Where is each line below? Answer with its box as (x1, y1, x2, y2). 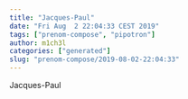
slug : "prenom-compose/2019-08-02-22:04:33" (9, 55, 180, 64)
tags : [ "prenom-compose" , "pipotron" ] (9, 30, 155, 39)
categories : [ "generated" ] (9, 47, 111, 56)
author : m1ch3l (9, 38, 67, 48)
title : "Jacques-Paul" (9, 13, 95, 22)
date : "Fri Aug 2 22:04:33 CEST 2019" (9, 22, 160, 31)
